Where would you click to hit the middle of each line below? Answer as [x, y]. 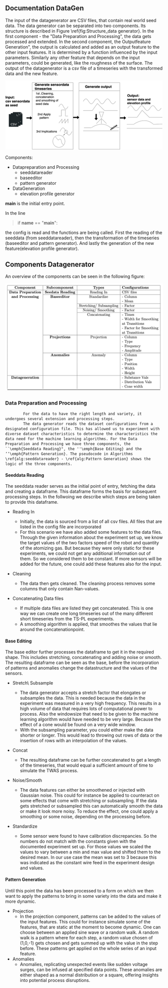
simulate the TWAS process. [49, 771]
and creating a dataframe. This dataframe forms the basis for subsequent [81, 491]
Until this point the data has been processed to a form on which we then [79, 890]
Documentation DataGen [44, 8]
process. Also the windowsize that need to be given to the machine [89, 714]
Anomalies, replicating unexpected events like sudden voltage [84, 964]
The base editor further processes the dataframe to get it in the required [79, 652]
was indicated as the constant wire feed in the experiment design [87, 863]
